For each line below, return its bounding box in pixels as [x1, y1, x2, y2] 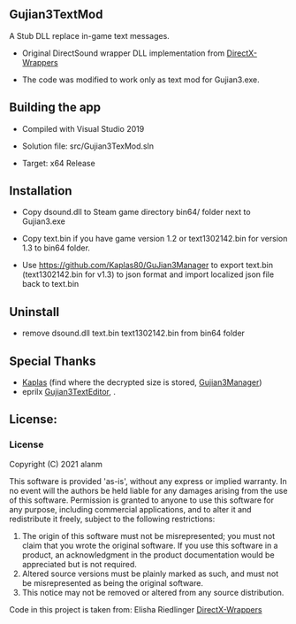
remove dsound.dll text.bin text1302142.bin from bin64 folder [21, 327, 246, 339]
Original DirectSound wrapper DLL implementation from [21, 48, 225, 58]
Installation [9, 183, 72, 198]
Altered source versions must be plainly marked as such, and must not [21, 568, 279, 579]
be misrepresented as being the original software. [21, 577, 203, 588]
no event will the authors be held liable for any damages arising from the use [9, 485, 288, 496]
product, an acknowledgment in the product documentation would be [21, 549, 276, 560]
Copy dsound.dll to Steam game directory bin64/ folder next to [21, 207, 251, 218]
